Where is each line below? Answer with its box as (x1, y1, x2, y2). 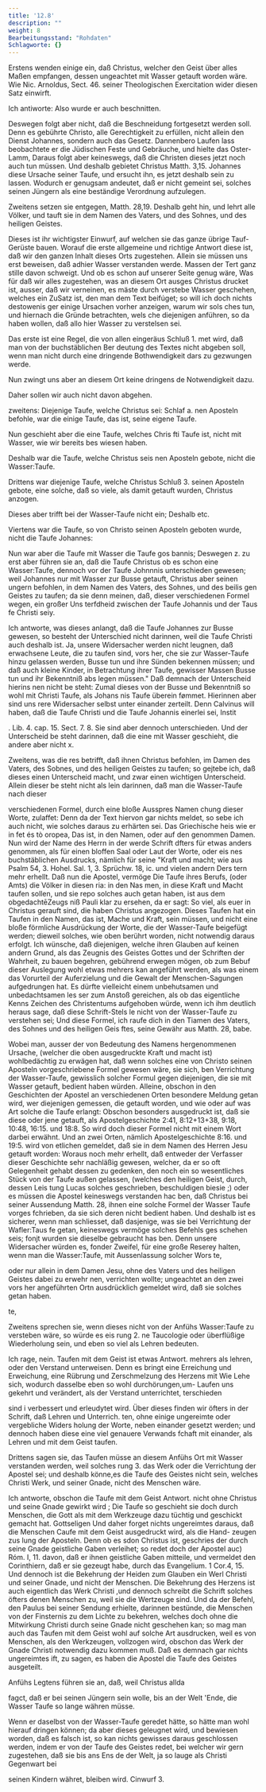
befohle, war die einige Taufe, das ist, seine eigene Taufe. (8, 414, 197, 424)
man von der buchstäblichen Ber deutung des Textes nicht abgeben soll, (8, 343, 246, 352)
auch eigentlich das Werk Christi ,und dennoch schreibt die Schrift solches (8, 1586, 253, 1596)
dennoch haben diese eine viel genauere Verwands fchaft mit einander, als (8, 1429, 253, 1438)
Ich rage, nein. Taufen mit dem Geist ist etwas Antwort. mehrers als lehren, (8, 1354, 253, 1364)
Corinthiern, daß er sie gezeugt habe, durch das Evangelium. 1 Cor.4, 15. (8, 1561, 245, 1570)
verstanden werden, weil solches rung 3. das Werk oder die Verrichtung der (8, 1461, 256, 1471)
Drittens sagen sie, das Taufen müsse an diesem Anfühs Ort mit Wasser (8, 1453, 244, 1462)
